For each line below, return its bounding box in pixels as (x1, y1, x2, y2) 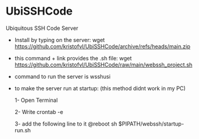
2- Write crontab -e (14, 108, 63, 115)
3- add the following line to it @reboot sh (14, 120, 117, 127)
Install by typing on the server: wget (14, 36, 105, 43)
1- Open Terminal (14, 96, 58, 104)
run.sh (14, 126, 31, 134)
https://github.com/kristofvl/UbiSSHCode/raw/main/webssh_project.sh (14, 61, 193, 68)
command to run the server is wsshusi (14, 73, 111, 80)
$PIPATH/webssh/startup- (118, 120, 184, 127)
